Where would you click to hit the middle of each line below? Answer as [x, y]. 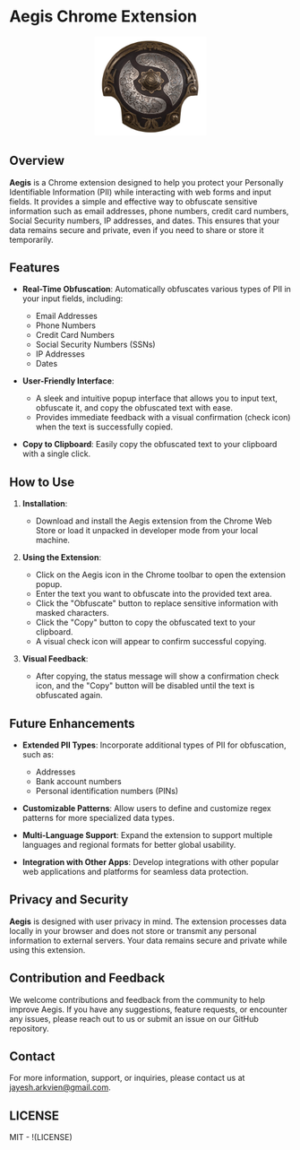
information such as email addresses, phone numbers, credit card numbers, [149, 211]
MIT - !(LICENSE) [41, 1137]
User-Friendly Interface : [68, 381]
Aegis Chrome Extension [103, 17]
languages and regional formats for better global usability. [129, 844]
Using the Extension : [61, 558]
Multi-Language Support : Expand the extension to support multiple [147, 834]
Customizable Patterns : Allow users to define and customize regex [146, 808]
